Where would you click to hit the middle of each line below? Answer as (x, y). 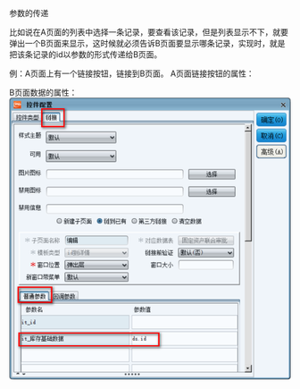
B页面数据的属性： (43, 93)
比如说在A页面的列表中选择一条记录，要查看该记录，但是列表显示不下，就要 (149, 32)
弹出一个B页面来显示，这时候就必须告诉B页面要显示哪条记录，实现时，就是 (147, 43)
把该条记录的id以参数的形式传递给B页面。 (86, 55)
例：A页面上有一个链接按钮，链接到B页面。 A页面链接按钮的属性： (132, 73)
